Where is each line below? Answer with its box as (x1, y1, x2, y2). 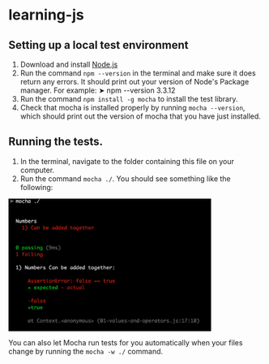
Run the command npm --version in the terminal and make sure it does (19, 68, 257, 78)
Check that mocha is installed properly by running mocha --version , (19, 103, 246, 112)
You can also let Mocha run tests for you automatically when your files (8, 337, 243, 347)
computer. (19, 165, 55, 175)
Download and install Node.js (19, 59, 118, 69)
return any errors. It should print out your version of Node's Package (19, 77, 250, 86)
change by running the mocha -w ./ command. (8, 346, 164, 356)
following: (19, 182, 53, 192)
